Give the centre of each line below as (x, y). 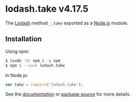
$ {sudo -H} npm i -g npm (33, 61)
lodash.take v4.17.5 (47, 9)
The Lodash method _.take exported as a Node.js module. (67, 23)
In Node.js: (17, 75)
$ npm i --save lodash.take (35, 65)
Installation (24, 39)
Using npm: (17, 51)
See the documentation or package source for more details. (68, 94)
